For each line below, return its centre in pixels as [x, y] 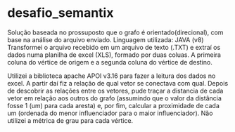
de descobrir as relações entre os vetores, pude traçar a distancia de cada [115, 91]
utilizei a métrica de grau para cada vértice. [70, 120]
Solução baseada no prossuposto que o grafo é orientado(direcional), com [115, 32]
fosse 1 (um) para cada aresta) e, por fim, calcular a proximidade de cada [114, 105]
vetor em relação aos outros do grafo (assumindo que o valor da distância [114, 98]
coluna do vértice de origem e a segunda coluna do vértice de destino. [110, 62]
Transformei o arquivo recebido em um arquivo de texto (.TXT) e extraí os [114, 47]
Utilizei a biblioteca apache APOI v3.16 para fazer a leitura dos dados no [112, 76]
